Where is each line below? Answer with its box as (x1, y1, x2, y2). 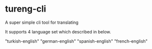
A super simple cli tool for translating (5, 19, 79, 25)
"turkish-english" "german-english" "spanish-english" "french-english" (5, 38, 148, 44)
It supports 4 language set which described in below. (5, 29, 111, 34)
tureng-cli (5, 3, 46, 15)
